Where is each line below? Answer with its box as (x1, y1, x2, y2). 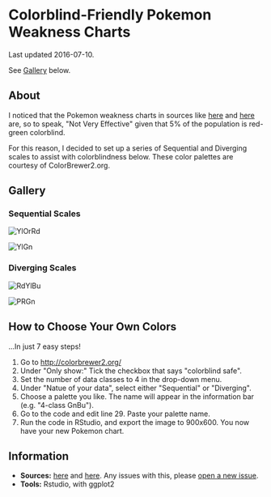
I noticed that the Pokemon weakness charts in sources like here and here (8, 110, 255, 120)
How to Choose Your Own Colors (8, 320, 176, 333)
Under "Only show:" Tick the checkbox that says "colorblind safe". (19, 366, 243, 376)
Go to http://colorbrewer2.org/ (19, 357, 121, 367)
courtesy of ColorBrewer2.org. (8, 160, 111, 170)
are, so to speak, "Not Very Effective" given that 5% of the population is (8, 119, 248, 129)
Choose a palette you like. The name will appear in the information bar (19, 391, 255, 401)
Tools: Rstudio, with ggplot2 (19, 479, 115, 489)
